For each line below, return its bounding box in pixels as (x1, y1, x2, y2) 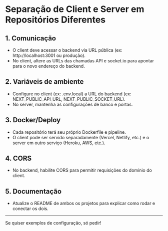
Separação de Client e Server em (5, 3, 144, 15)
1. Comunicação (5, 34, 56, 42)
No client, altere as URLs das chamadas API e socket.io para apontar (12, 58, 154, 63)
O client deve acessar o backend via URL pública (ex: (12, 47, 122, 53)
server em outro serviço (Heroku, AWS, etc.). (12, 140, 105, 146)
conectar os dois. (12, 206, 48, 212)
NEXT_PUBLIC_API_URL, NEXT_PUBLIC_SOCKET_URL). (12, 96, 126, 102)
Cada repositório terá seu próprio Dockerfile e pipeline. (12, 129, 126, 135)
